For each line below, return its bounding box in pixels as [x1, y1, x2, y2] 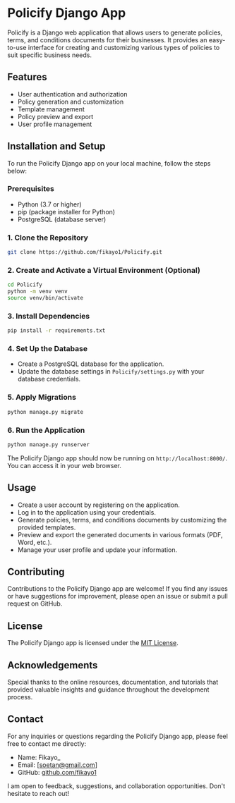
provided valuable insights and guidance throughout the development [7, 685, 210, 694]
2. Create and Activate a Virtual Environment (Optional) [7, 265, 201, 275]
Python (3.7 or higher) [17, 200, 83, 209]
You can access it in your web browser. [7, 461, 122, 470]
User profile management [17, 120, 92, 128]
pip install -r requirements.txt [7, 327, 106, 334]
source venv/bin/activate [7, 295, 83, 302]
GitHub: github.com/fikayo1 [17, 768, 97, 776]
